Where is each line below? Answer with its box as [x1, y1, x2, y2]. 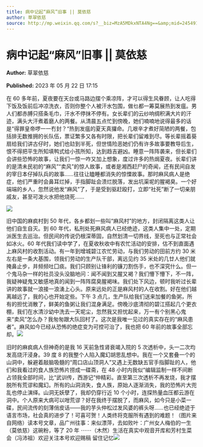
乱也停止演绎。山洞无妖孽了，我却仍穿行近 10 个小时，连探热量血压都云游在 [6, 389, 195, 396]
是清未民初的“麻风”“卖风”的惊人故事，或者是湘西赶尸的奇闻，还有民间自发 [11, 163, 196, 170]
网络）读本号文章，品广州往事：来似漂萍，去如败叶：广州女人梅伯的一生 [11, 419, 192, 426]
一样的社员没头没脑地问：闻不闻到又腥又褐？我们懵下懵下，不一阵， [27, 270, 197, 278]
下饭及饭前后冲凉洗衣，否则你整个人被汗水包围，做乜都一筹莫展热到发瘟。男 [6, 102, 197, 109]
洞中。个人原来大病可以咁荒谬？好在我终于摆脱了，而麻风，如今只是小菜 [6, 397, 186, 404]
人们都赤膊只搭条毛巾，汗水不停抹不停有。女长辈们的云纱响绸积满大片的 [6, 110, 186, 117]
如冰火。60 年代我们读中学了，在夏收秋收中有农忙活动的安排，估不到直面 [6, 240, 189, 247]
